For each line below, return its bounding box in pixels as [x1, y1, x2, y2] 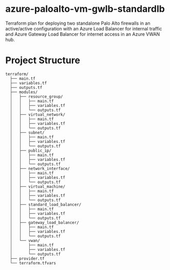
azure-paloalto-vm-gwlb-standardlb [5, 3, 165, 15]
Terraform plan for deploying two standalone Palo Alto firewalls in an [5, 20, 150, 26]
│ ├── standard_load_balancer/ [10, 202, 82, 207]
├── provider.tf [10, 256, 45, 261]
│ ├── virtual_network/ [10, 112, 66, 117]
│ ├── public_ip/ [10, 148, 52, 153]
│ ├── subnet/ [10, 130, 45, 135]
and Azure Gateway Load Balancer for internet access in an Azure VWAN [5, 31, 160, 37]
